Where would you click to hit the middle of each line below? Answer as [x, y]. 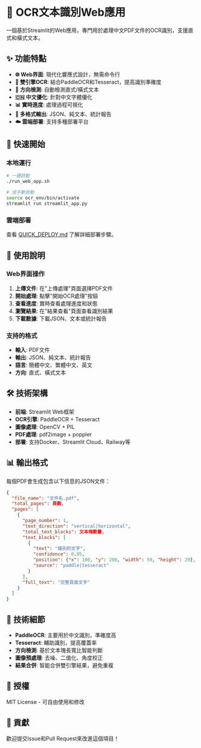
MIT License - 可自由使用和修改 [45, 702]
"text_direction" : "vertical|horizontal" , [76, 526]
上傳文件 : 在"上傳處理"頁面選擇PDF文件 [64, 288]
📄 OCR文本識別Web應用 [66, 12]
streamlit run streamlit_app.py [47, 203]
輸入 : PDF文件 [32, 350]
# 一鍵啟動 [18, 176]
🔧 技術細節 [26, 619]
